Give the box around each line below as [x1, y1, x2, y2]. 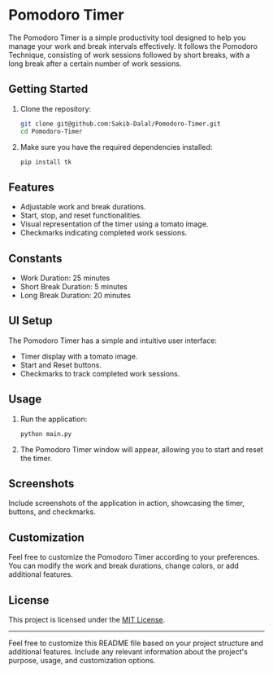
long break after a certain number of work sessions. [8, 59, 182, 68]
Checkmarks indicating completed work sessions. [19, 228, 188, 238]
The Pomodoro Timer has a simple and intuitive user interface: [8, 336, 218, 345]
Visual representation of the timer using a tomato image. [19, 219, 209, 229]
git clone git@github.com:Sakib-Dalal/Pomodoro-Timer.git [19, 120, 221, 128]
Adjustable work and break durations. [19, 202, 146, 212]
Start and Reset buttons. [19, 360, 102, 370]
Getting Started [8, 82, 89, 96]
